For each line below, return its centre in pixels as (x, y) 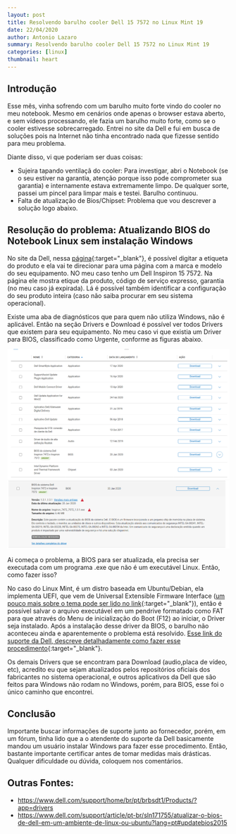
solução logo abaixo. (48, 208)
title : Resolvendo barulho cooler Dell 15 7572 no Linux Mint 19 (105, 22)
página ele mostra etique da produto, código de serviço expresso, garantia (116, 280)
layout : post (26, 15)
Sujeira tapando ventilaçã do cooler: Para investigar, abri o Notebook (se (123, 170)
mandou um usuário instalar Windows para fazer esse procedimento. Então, (117, 746)
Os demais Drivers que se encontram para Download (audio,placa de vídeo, (117, 661)
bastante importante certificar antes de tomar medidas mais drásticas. (109, 753)
